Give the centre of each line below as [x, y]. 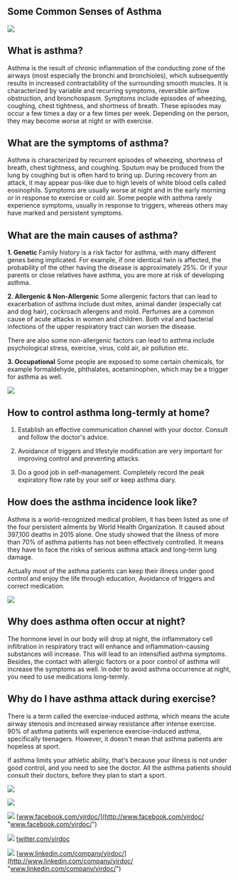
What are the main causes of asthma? [93, 235]
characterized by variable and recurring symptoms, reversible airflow [108, 90]
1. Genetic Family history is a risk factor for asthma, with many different [112, 252]
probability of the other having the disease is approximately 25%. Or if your [118, 268]
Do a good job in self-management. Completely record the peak [111, 473]
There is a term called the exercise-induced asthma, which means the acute [119, 716]
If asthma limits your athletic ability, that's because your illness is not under [117, 760]
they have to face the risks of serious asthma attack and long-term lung [112, 549]
